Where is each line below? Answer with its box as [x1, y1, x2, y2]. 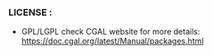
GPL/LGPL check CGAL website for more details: [20, 27, 201, 37]
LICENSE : [8, 6, 53, 19]
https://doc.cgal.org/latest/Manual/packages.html [20, 35, 204, 46]
